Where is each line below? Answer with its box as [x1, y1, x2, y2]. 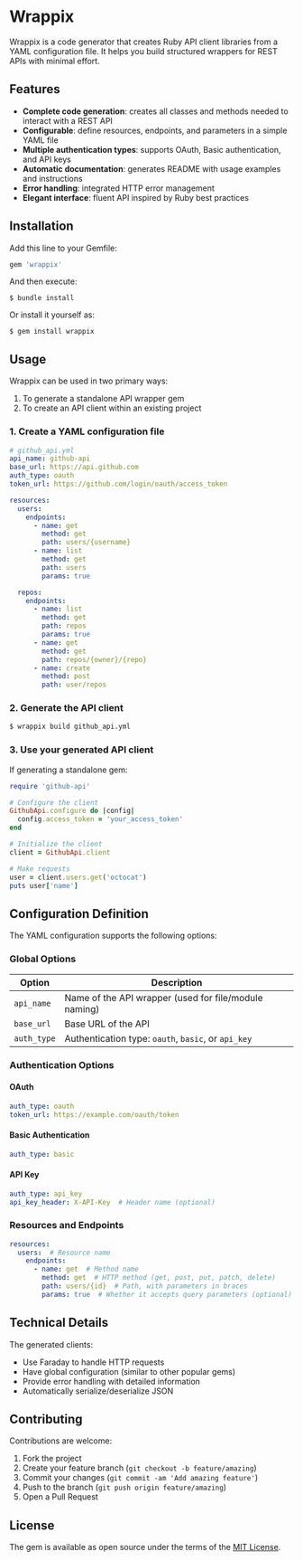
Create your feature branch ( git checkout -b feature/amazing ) [22, 1462, 257, 1473]
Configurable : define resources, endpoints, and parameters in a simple [22, 125, 288, 136]
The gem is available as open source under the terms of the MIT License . [9, 1542, 281, 1553]
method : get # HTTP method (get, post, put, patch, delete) [41, 1273, 277, 1282]
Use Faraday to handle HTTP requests [22, 1357, 165, 1367]
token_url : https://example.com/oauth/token [9, 1110, 179, 1119]
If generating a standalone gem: [9, 764, 128, 775]
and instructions [22, 173, 83, 184]
